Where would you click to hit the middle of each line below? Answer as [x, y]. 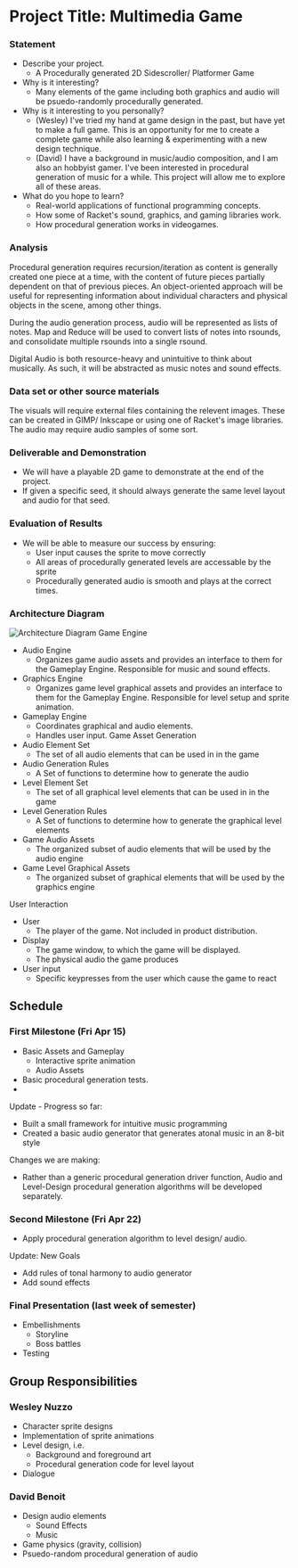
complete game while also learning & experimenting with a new [151, 139]
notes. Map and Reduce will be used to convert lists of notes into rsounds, [145, 332]
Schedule [36, 1006]
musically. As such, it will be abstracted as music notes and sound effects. [145, 368]
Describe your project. [63, 63]
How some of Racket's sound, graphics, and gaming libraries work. [158, 215]
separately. [43, 1195]
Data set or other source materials [85, 391]
